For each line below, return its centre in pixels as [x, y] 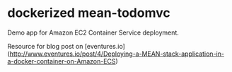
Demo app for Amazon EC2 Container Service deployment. [93, 32]
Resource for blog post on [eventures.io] [66, 46]
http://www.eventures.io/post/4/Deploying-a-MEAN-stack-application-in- [117, 54]
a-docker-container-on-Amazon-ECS [62, 61]
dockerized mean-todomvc [89, 13]
